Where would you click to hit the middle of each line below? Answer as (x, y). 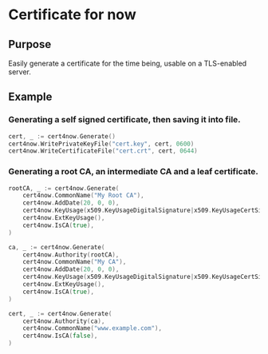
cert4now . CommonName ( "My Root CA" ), (84, 196)
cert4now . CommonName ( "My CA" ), (75, 262)
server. (20, 72)
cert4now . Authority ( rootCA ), (71, 255)
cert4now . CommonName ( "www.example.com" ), (92, 328)
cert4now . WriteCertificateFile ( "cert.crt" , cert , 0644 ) (103, 151)
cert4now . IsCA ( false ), (60, 336)
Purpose (30, 44)
